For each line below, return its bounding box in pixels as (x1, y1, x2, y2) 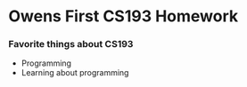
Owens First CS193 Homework (8, 6, 239, 27)
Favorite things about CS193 (8, 38, 134, 51)
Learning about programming (21, 67, 129, 78)
